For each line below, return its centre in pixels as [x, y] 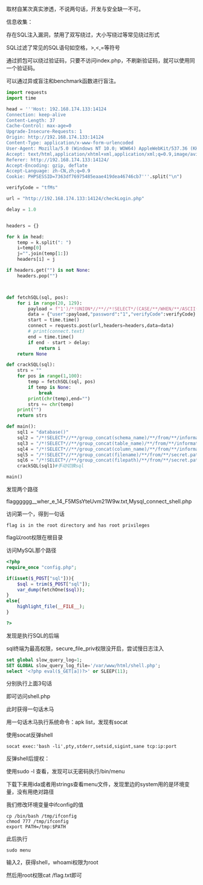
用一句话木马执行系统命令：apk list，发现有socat [67, 722]
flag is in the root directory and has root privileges [78, 525]
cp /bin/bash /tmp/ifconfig [42, 816]
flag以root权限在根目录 [35, 537]
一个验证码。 [22, 68]
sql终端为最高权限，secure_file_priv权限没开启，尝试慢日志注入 [85, 648]
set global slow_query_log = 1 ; [44, 660]
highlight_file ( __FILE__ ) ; [51, 607]
